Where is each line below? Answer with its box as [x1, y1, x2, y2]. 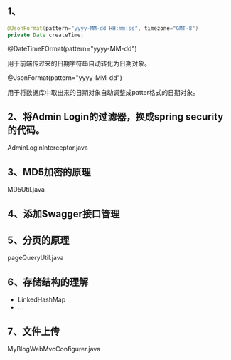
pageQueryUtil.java [7, 254, 64, 262]
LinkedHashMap [17, 295, 66, 304]
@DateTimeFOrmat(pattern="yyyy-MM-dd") [7, 44, 137, 53]
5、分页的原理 [7, 234, 70, 246]
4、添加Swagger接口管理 [7, 207, 120, 220]
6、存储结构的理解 [7, 276, 89, 288]
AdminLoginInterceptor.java [7, 143, 89, 152]
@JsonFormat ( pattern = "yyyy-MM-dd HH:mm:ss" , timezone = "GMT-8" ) [7, 24, 199, 32]
